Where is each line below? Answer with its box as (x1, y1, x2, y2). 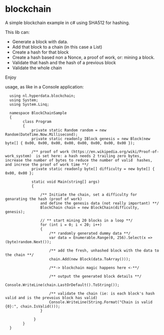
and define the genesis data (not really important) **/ (40, 200, 160, 206)
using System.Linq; (9, 102, 50, 107)
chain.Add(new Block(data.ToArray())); (49, 256, 131, 261)
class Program (23, 119, 52, 124)
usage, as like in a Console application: (5, 84, 84, 89)
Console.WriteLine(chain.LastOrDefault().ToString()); (5, 282, 120, 287)
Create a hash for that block (12, 49, 69, 55)
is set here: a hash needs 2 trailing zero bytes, (36, 153, 141, 158)
